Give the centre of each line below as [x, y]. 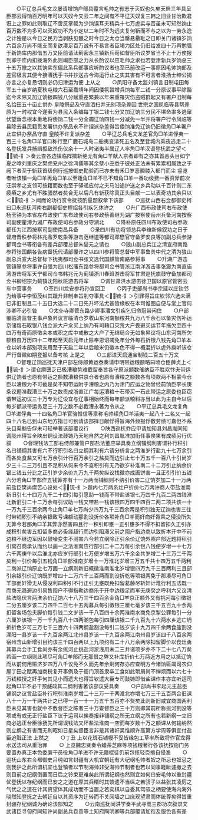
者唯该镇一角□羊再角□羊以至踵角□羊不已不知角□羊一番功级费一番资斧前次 [98, 178]
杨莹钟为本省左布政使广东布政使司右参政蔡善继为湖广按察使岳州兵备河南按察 [99, 215]
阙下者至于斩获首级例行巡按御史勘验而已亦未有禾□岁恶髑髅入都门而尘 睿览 [97, 171]
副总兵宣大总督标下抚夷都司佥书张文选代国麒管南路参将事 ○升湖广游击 [97, 259]
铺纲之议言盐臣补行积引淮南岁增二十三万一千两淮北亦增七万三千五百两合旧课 [99, 693]
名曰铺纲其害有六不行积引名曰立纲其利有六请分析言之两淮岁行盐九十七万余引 [99, 450]
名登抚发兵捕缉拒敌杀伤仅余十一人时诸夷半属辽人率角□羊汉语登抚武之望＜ [96, 148]
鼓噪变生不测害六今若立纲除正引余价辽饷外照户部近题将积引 [119, 539]
